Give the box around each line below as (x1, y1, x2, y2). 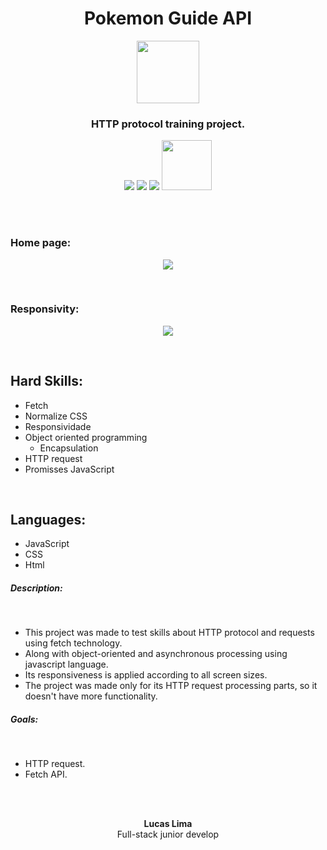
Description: (10, 582, 63, 594)
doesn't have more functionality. (24, 690, 158, 702)
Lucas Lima (143, 818, 193, 830)
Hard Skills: (10, 373, 83, 390)
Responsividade (24, 420, 92, 432)
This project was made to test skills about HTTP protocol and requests (24, 627, 315, 639)
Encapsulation (39, 442, 99, 454)
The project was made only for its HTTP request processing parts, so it (24, 680, 318, 692)
